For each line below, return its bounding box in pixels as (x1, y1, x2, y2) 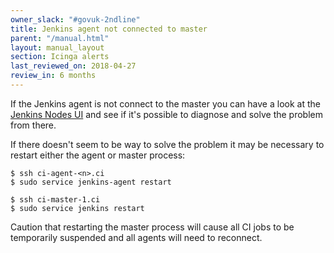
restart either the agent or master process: (10, 149, 186, 161)
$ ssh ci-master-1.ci (10, 194, 101, 205)
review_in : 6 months (10, 71, 97, 81)
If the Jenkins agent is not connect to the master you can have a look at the (10, 97, 321, 110)
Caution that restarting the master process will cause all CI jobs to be (10, 221, 295, 233)
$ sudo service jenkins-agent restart (10, 177, 172, 187)
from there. (10, 119, 57, 131)
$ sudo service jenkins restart (10, 203, 145, 213)
